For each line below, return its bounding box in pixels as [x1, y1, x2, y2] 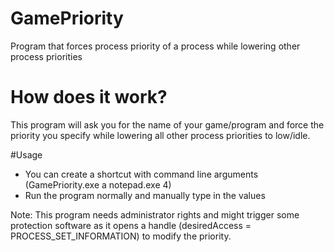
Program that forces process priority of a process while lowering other [10, 40, 301, 52]
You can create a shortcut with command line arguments [24, 168, 259, 180]
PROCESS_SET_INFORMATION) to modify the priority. [10, 230, 232, 242]
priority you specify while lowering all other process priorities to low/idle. [10, 129, 311, 141]
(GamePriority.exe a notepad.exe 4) [24, 178, 172, 191]
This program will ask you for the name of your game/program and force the [10, 118, 325, 131]
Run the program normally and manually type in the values [24, 189, 266, 201]
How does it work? [10, 86, 168, 109]
